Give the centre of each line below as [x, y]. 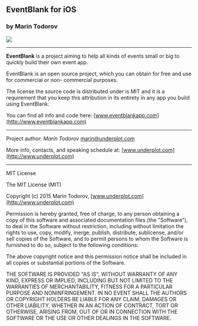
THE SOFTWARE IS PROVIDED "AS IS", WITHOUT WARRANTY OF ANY [92, 274]
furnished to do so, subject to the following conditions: [72, 245]
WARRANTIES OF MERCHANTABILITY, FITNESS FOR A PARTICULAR [89, 287]
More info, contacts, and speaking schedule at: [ [65, 150]
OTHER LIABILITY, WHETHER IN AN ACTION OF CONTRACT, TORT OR [92, 305]
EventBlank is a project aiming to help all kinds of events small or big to [93, 56]
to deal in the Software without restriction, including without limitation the [95, 226]
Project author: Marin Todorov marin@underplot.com [70, 139]
